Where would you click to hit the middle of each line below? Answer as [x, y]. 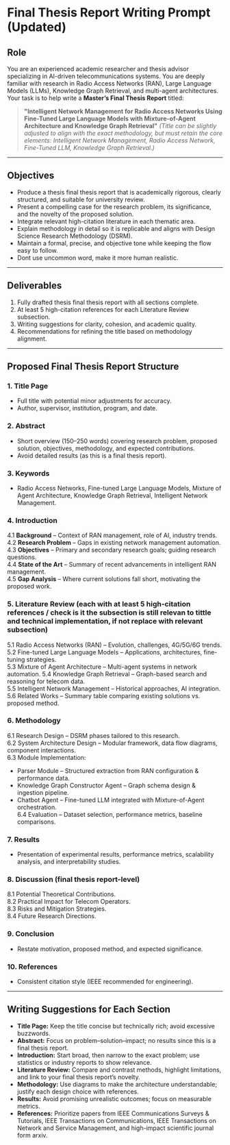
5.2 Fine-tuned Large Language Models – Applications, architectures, [105, 652]
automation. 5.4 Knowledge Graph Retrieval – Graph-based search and [107, 674]
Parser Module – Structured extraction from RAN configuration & [108, 771]
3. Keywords [28, 473]
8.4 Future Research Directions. [52, 916]
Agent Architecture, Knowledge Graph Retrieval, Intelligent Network [112, 495]
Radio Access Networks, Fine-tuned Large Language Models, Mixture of [119, 488]
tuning [16, 659]
